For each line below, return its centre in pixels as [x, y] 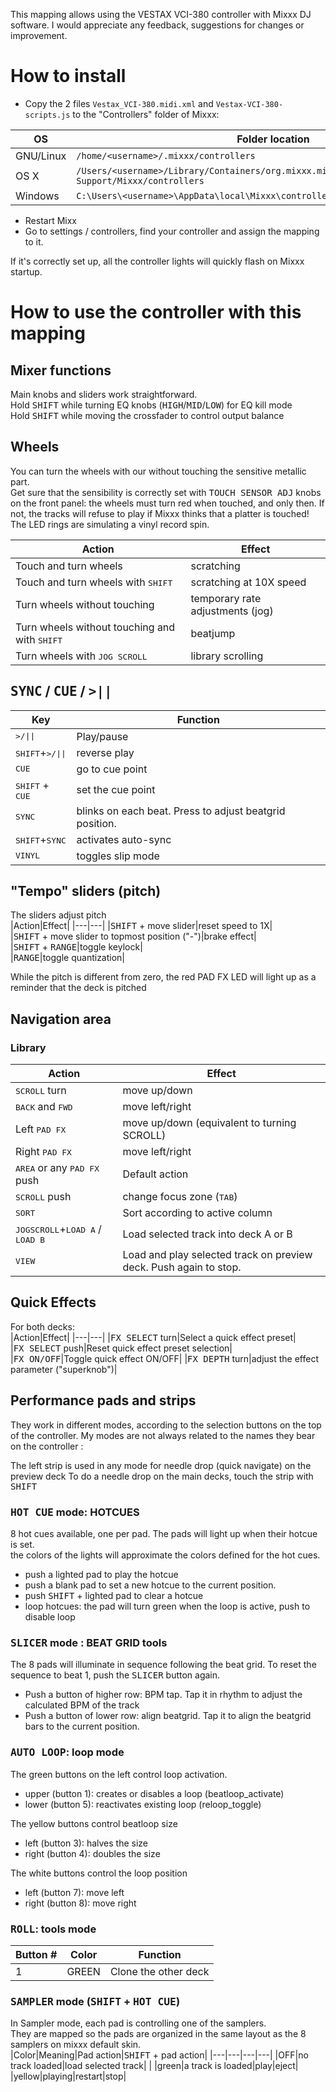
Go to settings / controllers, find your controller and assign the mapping [172, 231]
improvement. [39, 35]
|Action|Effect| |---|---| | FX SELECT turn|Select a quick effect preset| [153, 1337]
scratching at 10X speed [248, 582]
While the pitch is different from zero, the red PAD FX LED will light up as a [163, 977]
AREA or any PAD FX [57, 1168]
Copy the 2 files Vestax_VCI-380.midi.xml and [119, 103]
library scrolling [227, 656]
